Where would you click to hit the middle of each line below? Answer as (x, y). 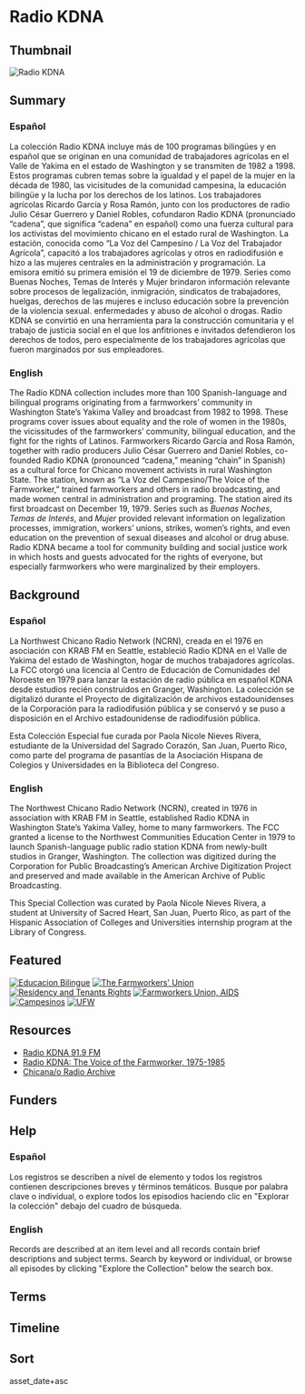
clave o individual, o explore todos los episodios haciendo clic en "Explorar (149, 1196)
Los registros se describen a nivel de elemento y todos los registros (136, 1177)
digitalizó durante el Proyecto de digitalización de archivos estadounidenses (152, 698)
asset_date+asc (39, 1380)
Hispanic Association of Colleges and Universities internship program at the (151, 922)
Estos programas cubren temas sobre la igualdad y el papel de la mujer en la (152, 176)
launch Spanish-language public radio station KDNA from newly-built (138, 847)
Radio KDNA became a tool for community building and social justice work (148, 547)
